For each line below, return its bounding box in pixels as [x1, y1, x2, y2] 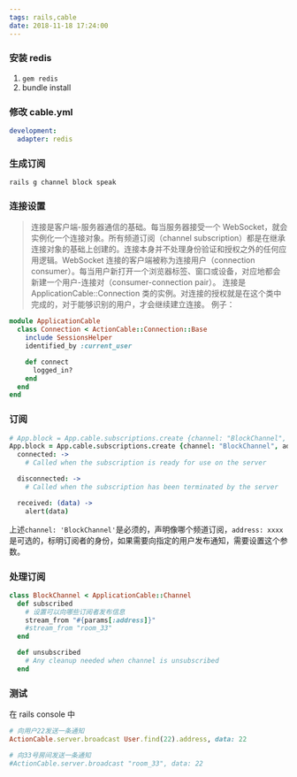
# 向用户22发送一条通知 [9, 727, 85, 735]
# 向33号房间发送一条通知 [9, 750, 91, 759]
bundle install [21, 81, 72, 93]
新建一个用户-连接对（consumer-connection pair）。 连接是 [30, 277, 246, 288]
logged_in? [32, 365, 73, 374]
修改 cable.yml [9, 105, 73, 118]
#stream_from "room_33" [25, 624, 113, 633]
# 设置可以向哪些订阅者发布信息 [25, 607, 126, 616]
